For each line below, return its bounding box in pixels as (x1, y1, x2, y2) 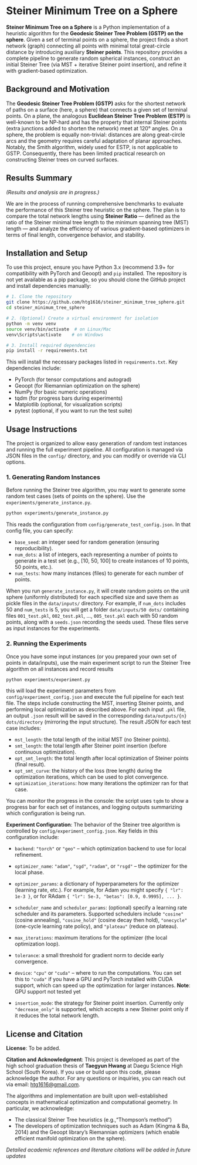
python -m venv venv (6, 321, 57, 326)
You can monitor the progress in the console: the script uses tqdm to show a (6, 797, 189, 804)
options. (6, 459, 26, 466)
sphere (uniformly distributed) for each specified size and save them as (6, 594, 179, 601)
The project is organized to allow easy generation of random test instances (6, 440, 188, 447)
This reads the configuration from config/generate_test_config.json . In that (6, 521, 191, 528)
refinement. (14, 851, 43, 858)
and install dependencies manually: (6, 282, 91, 289)
